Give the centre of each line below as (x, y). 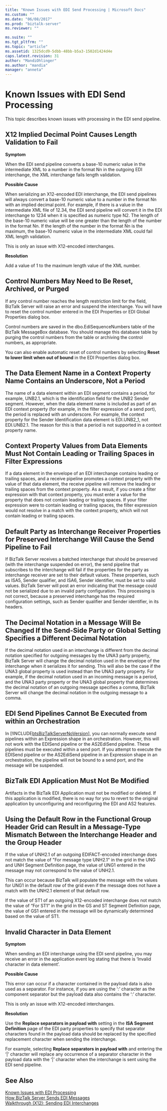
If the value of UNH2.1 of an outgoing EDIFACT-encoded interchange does (81, 854)
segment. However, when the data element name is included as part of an (81, 404)
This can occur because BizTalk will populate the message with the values (82, 880)
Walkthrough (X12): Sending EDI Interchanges (52, 1103)
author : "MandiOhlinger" (31, 60)
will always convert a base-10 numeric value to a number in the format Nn (81, 199)
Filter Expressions (34, 461)
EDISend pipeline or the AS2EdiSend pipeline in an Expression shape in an (82, 755)
